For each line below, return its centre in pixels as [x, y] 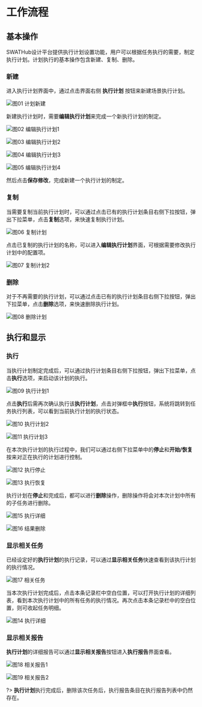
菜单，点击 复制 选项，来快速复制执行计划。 [75, 219]
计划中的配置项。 [27, 252]
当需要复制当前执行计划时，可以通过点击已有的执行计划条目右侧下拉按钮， [98, 212]
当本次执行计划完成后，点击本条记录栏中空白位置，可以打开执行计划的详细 [98, 593]
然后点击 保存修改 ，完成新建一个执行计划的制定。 [67, 181]
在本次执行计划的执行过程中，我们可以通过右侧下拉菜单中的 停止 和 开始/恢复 [99, 449]
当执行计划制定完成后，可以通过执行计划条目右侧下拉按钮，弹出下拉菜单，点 [101, 370]
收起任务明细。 [45, 608]
